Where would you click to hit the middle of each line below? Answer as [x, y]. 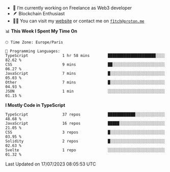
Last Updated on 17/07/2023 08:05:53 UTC [51, 164]
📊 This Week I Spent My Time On [41, 31]
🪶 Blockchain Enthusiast [39, 13]
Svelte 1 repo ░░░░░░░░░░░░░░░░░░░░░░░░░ [85, 150]
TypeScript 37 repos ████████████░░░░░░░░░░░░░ [85, 114]
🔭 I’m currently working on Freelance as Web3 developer [72, 8]
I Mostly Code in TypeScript [35, 105]
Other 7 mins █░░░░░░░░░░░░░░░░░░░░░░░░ [85, 82]
